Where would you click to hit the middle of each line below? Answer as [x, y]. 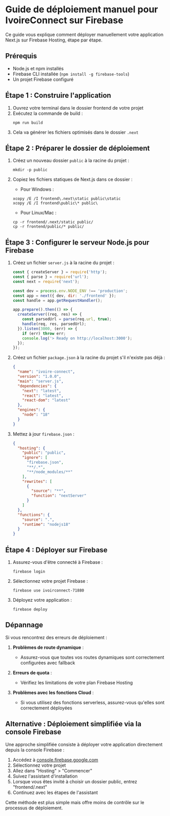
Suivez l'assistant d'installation [45, 776]
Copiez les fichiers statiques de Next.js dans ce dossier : [73, 179]
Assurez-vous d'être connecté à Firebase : [58, 562]
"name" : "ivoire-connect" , [46, 372]
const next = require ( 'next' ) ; [46, 281]
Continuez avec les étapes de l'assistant [55, 792]
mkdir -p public [30, 170]
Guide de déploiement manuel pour [82, 9]
